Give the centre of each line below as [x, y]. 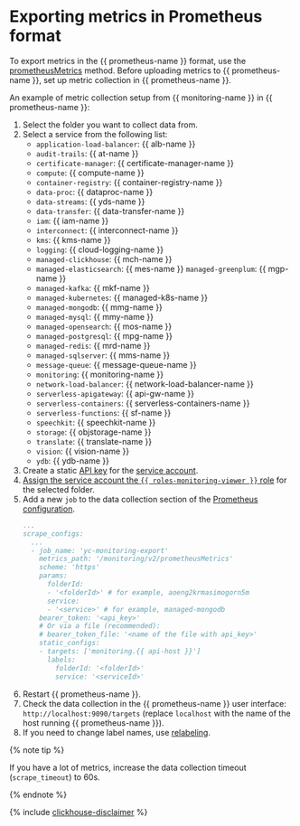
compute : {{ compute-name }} [90, 173]
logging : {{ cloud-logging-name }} [100, 249]
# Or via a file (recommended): [100, 626]
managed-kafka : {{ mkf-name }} [93, 287]
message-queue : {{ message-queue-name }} [116, 364]
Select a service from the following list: [95, 134]
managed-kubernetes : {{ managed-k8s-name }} [122, 297]
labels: [61, 660]
